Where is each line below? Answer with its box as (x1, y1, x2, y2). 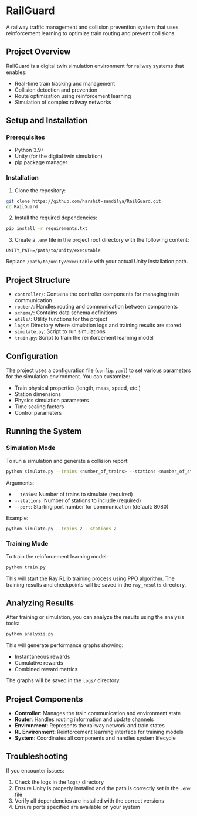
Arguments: (6, 479, 35, 486)
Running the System (6, 426, 82, 436)
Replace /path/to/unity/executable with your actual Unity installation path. (6, 258, 188, 265)
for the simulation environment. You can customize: (6, 373, 131, 380)
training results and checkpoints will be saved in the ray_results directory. (6, 581, 186, 588)
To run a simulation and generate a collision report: (6, 457, 129, 464)
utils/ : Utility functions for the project (14, 316, 107, 323)
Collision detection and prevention (14, 86, 98, 93)
